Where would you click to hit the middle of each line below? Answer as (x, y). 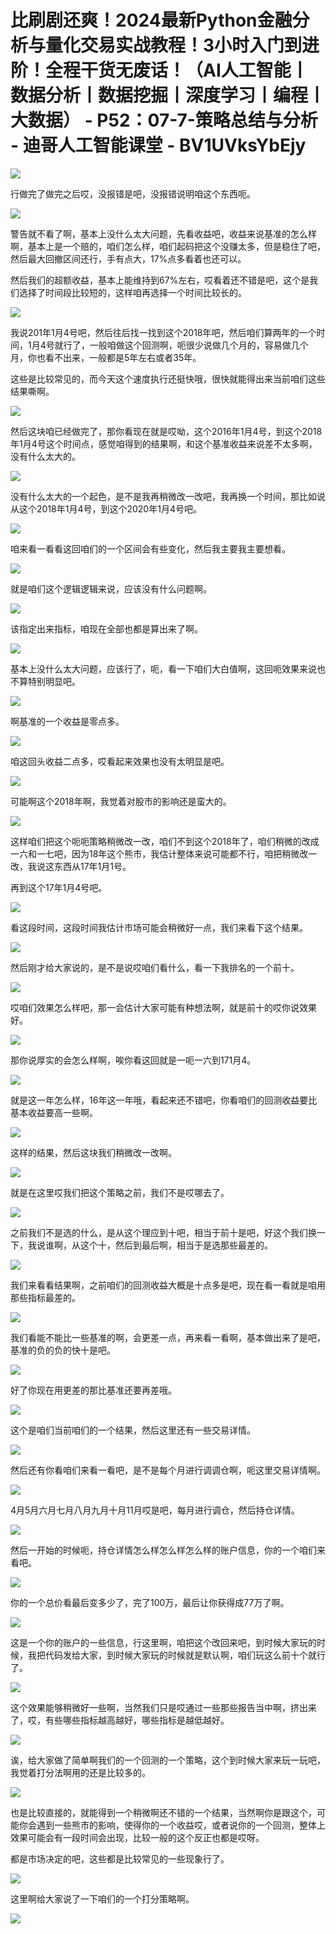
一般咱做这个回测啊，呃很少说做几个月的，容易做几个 (199, 345)
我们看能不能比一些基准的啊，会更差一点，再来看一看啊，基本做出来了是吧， (168, 1337)
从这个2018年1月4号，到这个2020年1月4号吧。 (106, 508)
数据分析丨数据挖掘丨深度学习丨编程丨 (168, 95)
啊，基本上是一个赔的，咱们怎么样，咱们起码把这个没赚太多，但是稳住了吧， (168, 246)
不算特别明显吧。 (45, 681)
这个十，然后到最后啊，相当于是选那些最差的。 (176, 1245)
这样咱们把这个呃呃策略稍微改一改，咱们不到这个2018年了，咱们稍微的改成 (165, 841)
